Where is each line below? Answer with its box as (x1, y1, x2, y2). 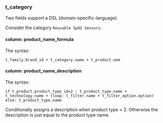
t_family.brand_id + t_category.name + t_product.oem (5, 57, 121, 63)
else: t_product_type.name (5, 97, 62, 103)
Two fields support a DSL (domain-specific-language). (5, 15, 118, 21)
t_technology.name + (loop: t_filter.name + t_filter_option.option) (5, 93, 154, 98)
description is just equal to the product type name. (5, 112, 110, 118)
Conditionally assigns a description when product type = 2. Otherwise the (5, 106, 158, 112)
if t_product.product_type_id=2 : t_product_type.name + (5, 89, 127, 94)
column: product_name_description (5, 68, 82, 74)
